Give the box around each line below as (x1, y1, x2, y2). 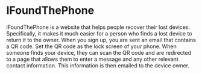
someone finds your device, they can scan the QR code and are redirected (6, 49, 192, 56)
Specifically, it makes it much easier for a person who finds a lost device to (6, 29, 192, 37)
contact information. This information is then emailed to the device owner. (6, 61, 190, 69)
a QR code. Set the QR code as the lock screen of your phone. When (6, 43, 177, 50)
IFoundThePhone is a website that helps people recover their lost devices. (6, 23, 191, 31)
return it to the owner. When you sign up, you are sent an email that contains (6, 36, 196, 43)
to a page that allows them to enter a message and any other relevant (6, 55, 179, 63)
